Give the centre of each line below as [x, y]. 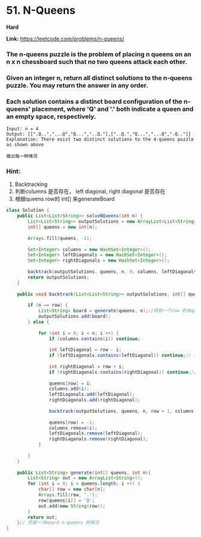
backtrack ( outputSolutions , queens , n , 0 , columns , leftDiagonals [112, 272]
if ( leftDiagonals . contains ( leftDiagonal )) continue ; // [120, 355]
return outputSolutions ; [59, 277]
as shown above [25, 145]
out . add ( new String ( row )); [72, 506]
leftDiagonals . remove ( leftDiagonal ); [96, 433]
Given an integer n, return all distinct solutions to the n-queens [99, 77]
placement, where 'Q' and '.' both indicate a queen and [113, 109]
